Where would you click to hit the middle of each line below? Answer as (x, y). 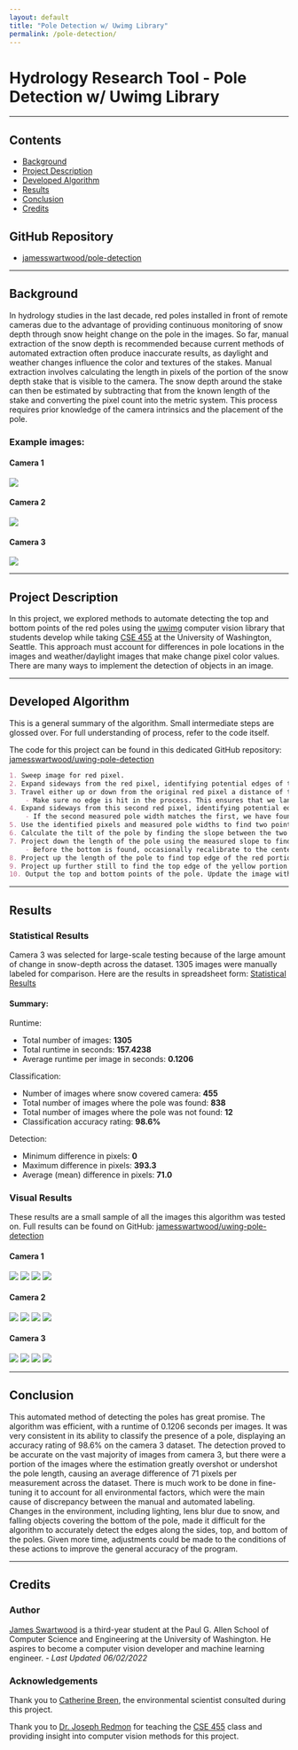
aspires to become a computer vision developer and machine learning (137, 1648)
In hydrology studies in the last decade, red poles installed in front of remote (149, 315)
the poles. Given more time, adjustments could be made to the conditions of (148, 1539)
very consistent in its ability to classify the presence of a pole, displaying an (148, 1435)
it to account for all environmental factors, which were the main (149, 1492)
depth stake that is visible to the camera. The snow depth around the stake (146, 381)
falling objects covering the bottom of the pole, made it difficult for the (137, 1520)
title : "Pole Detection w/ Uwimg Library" (89, 26)
